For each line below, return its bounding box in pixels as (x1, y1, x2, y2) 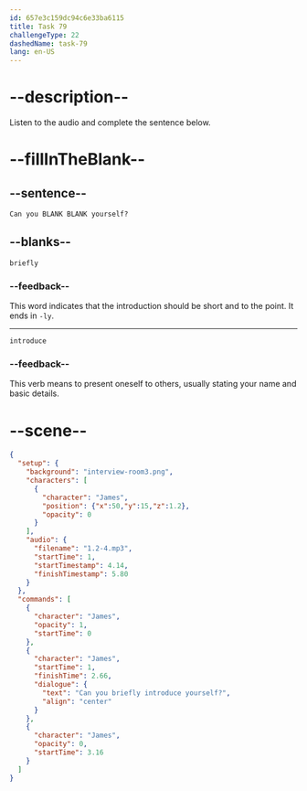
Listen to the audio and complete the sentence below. (9, 117, 212, 128)
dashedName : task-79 (9, 38, 89, 48)
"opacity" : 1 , (33, 620, 89, 629)
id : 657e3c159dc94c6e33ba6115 (9, 13, 125, 23)
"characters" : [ (26, 476, 89, 486)
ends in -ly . (9, 310, 55, 321)
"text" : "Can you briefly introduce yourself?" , (42, 688, 231, 698)
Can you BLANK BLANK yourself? (9, 209, 129, 219)
